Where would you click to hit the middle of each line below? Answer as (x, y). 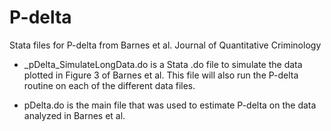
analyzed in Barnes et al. (74, 115)
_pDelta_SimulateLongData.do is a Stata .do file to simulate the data (163, 64)
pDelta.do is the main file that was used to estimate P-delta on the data (170, 105)
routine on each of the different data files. (109, 85)
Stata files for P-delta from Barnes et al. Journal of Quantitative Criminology (165, 45)
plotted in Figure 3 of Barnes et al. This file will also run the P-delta (161, 75)
